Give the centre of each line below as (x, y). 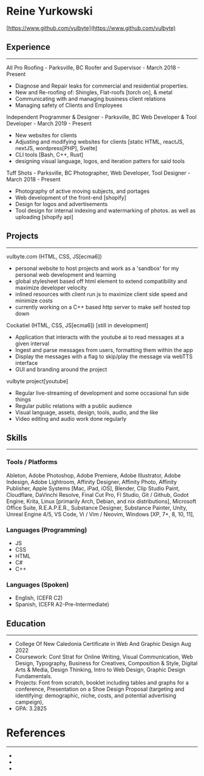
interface (26, 362)
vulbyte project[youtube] (37, 381)
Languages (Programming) (47, 530)
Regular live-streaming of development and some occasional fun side (102, 393)
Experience (28, 47)
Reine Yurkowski (49, 11)
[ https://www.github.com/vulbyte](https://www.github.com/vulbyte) (91, 28)
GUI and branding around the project (61, 369)
